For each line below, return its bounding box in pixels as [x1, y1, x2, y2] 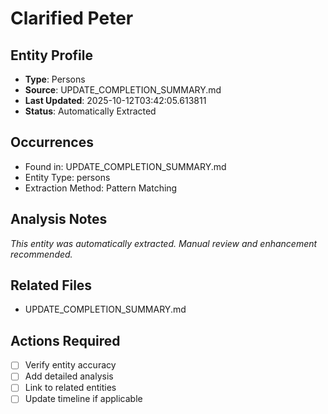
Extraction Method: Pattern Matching [24, 182, 178, 194]
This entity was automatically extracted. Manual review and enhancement [10, 237, 318, 249]
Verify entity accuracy [24, 359, 117, 371]
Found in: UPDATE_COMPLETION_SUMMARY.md [24, 160, 227, 172]
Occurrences [10, 134, 94, 151]
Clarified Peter [10, 7, 134, 30]
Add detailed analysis [24, 370, 114, 382]
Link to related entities [24, 382, 117, 394]
